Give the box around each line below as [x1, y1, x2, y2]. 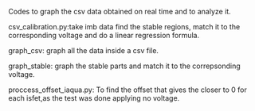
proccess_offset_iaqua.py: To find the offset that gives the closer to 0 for [8, 85, 247, 94]
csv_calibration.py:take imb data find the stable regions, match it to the [8, 22, 241, 31]
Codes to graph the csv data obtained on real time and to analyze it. [8, 7, 231, 16]
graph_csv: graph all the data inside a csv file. [8, 46, 159, 55]
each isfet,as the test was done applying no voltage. [8, 94, 180, 102]
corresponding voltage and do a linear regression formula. [8, 31, 200, 40]
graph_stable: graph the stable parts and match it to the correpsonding [8, 61, 241, 71]
